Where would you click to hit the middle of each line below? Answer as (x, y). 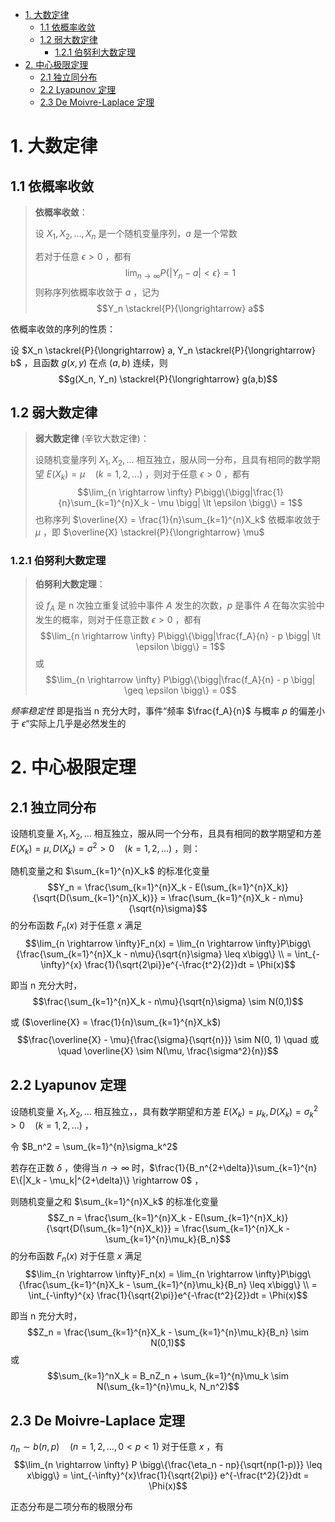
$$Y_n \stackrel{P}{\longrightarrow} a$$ (180, 308)
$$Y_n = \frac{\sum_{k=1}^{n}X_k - (120, 887)
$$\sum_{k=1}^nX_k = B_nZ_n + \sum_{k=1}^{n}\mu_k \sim (168, 1376)
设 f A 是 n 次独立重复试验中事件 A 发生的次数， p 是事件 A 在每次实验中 (179, 606)
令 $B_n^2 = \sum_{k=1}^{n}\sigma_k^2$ (94, 1147)
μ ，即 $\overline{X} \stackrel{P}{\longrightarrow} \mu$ (149, 532)
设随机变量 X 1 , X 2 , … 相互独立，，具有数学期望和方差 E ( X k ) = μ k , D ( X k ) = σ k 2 (164, 1111)
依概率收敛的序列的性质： (63, 329)
